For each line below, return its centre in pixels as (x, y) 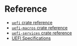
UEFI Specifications (31, 38)
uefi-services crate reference (42, 33)
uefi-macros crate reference (39, 27)
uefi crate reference (32, 23)
